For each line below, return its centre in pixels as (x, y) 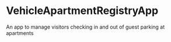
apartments (20, 33)
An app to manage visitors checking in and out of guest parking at (85, 27)
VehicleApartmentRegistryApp (82, 11)
